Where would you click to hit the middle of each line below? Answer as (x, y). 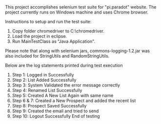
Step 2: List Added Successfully (44, 80)
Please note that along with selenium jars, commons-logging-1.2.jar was (78, 51)
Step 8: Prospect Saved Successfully (49, 106)
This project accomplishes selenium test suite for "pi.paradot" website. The (81, 7)
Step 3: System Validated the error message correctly (66, 85)
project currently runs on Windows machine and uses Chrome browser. (77, 12)
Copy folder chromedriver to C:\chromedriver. (58, 31)
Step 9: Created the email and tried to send (55, 111)
